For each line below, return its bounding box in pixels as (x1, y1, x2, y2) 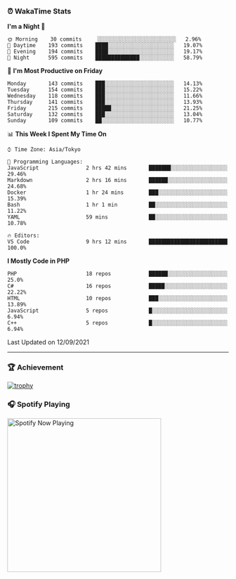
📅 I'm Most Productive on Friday (7, 67, 103, 75)
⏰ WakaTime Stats (7, 6, 72, 16)
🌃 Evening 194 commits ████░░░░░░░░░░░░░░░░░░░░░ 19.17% (7, 48, 202, 56)
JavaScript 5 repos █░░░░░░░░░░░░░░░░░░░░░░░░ (7, 307, 228, 315)
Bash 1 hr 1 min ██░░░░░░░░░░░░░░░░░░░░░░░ (7, 202, 228, 209)
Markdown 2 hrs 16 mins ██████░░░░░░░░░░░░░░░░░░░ (7, 177, 228, 184)
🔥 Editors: (7, 232, 40, 240)
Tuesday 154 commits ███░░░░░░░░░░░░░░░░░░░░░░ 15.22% (7, 86, 202, 93)
